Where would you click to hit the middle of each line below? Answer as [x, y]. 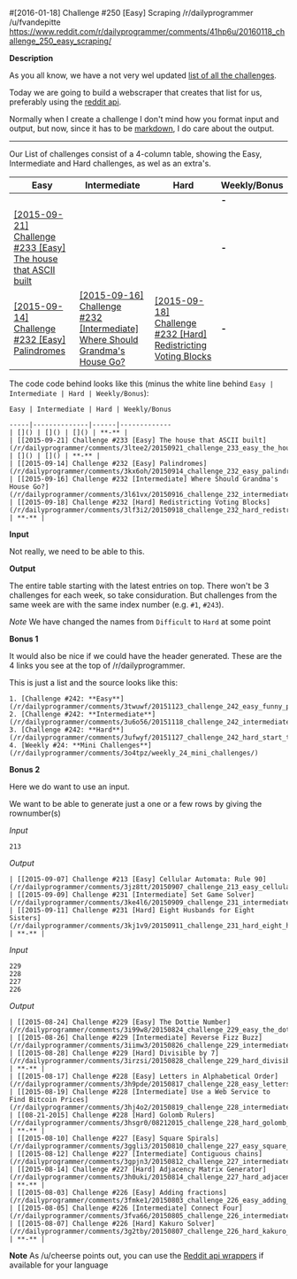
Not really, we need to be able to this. [77, 551]
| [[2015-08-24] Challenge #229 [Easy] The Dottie [104, 1022]
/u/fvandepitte [35, 22]
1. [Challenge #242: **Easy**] [67, 699]
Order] [266, 1076]
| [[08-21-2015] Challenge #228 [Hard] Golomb [96, 1115]
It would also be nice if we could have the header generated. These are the [146, 656]
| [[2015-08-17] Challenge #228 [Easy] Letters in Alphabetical [130, 1076]
